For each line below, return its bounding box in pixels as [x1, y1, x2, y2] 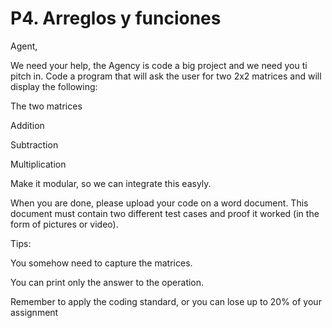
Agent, [10, 40, 38, 52]
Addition [10, 119, 45, 131]
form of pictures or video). [10, 218, 119, 230]
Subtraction [10, 138, 59, 151]
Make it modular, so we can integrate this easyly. [10, 177, 212, 189]
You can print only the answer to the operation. [10, 276, 205, 288]
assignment [10, 306, 59, 318]
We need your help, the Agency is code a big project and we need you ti [10, 59, 308, 71]
